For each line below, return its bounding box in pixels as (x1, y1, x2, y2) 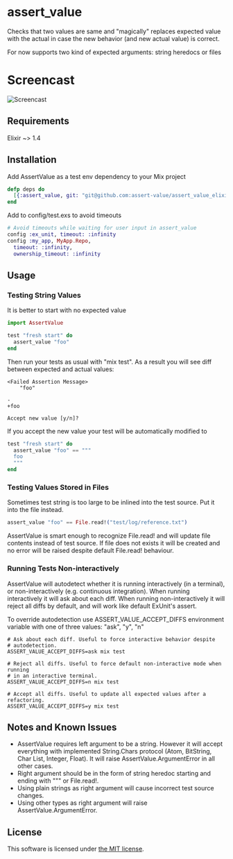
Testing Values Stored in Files (7, 482, 110, 492)
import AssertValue (7, 320, 64, 327)
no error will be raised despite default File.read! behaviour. (7, 546, 175, 555)
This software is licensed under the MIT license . (7, 844, 144, 853)
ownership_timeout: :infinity (13, 250, 101, 257)
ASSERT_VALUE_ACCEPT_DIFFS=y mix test (7, 702, 119, 710)
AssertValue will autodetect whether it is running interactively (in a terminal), (7, 579, 225, 588)
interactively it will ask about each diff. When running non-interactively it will (7, 594, 225, 602)
